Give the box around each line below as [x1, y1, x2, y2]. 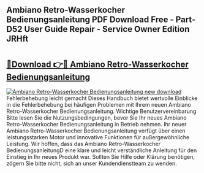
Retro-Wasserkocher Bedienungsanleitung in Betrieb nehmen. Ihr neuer [6, 121, 187, 128]
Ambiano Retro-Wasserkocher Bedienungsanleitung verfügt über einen [6, 127, 186, 134]
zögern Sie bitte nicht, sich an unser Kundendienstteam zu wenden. [6, 160, 178, 167]
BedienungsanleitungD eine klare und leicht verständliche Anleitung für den [6, 147, 197, 154]
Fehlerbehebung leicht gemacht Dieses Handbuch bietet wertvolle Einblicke [6, 94, 198, 102]
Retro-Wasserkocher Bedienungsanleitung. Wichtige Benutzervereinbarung [6, 107, 197, 115]
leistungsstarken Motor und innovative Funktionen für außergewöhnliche [6, 134, 190, 140]
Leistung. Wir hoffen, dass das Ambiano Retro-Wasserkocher [6, 140, 161, 147]
